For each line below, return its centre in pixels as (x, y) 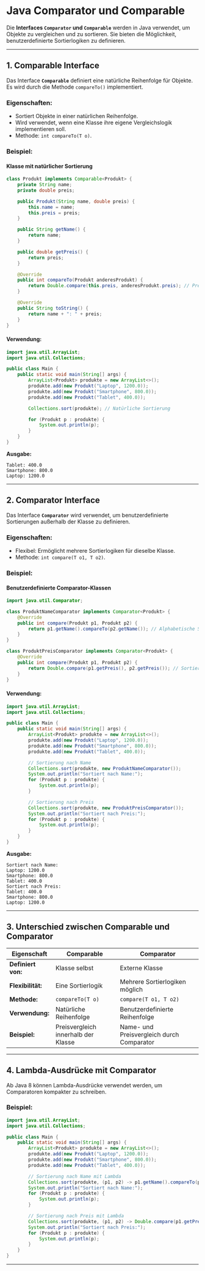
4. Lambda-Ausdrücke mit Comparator (81, 1070)
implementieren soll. (41, 129)
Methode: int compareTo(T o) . (53, 136)
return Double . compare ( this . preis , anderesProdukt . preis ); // (109, 286)
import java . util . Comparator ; (45, 601)
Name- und (137, 1027)
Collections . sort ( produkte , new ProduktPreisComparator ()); (106, 808)
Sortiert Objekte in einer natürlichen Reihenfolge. (77, 116)
